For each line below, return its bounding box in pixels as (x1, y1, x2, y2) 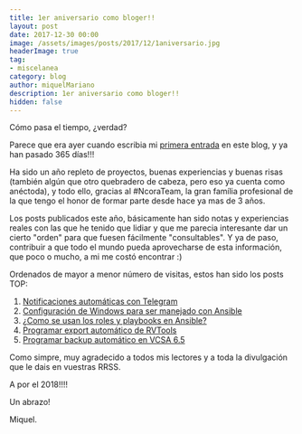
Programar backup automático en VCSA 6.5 (22, 335, 185, 345)
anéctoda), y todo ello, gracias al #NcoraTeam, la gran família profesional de (9, 186, 294, 197)
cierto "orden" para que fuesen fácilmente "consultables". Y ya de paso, (9, 232, 278, 243)
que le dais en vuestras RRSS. (9, 362, 121, 373)
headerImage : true (9, 47, 79, 56)
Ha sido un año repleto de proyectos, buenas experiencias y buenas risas (9, 166, 283, 177)
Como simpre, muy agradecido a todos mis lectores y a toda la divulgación (9, 352, 288, 363)
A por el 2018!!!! (9, 379, 69, 390)
